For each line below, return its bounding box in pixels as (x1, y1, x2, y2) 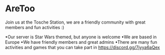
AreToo (5, 3, 35, 14)
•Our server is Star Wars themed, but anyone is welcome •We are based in (5, 34, 157, 40)
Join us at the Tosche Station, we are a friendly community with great (5, 19, 146, 25)
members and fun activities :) (5, 24, 65, 30)
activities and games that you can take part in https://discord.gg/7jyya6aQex (5, 44, 160, 50)
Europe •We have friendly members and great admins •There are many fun (5, 39, 158, 45)
